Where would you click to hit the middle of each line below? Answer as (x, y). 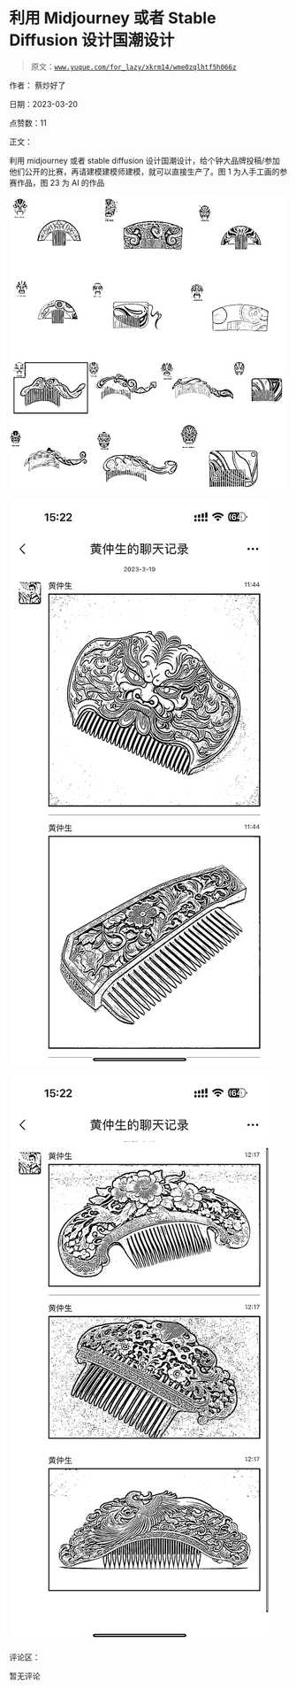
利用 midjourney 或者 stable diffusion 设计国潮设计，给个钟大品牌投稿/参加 (145, 160)
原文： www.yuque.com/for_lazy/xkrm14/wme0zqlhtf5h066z (133, 66)
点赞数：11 (28, 123)
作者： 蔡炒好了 (38, 85)
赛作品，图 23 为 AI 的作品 (57, 182)
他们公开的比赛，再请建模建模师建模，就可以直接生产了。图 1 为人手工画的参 (148, 171)
